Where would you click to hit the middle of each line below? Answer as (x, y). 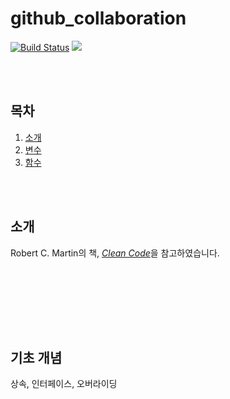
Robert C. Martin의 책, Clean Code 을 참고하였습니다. (115, 253)
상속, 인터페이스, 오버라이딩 (64, 384)
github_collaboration (98, 18)
